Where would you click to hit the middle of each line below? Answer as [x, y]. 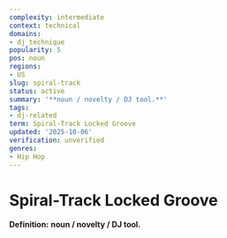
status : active [37, 91]
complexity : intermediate [57, 17]
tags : [19, 108]
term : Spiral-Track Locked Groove [73, 124]
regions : [25, 67]
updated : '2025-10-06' [51, 132]
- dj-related [33, 115]
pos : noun [27, 58]
